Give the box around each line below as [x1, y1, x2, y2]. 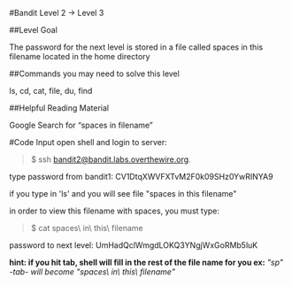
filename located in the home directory [9, 51, 150, 61]
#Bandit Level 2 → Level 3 [9, 8, 104, 18]
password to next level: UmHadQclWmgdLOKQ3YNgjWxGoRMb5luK [9, 240, 258, 251]
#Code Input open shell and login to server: [9, 137, 167, 147]
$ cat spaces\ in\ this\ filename [30, 223, 143, 233]
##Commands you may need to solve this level [9, 68, 180, 79]
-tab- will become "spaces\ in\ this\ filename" [9, 267, 175, 277]
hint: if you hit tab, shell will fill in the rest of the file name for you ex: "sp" [9, 257, 284, 267]
